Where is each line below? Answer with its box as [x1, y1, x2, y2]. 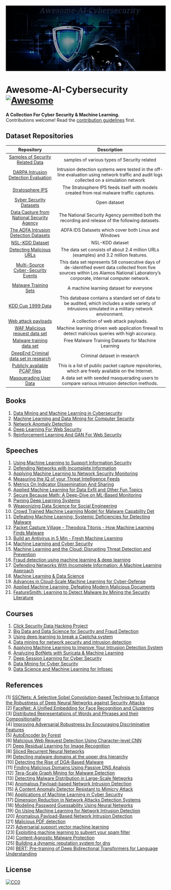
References [6, 681, 43, 689]
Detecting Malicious [9, 246, 51, 252]
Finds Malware [13, 530, 45, 536]
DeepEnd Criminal [11, 350, 49, 356]
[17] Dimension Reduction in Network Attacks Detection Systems [6, 797, 141, 803]
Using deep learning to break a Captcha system [13, 633, 113, 640]
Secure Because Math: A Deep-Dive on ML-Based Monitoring [13, 492, 142, 498]
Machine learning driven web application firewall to [56, 325, 163, 331]
